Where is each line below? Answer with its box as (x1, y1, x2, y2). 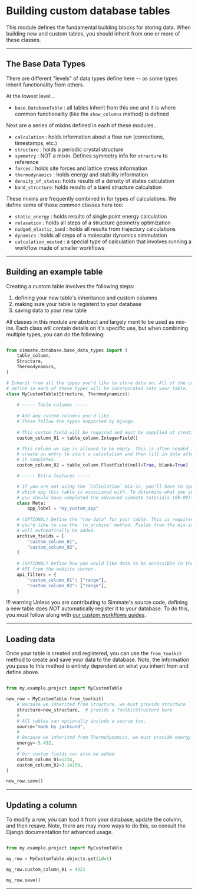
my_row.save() (6, 877, 41, 883)
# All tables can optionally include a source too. (16, 718, 146, 724)
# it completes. (16, 457, 57, 463)
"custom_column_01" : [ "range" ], (27, 577, 107, 583)
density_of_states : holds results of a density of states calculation (14, 177, 175, 184)
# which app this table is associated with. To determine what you (16, 489, 186, 495)
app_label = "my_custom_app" (27, 506, 99, 511)
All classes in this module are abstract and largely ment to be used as (6, 318, 175, 325)
